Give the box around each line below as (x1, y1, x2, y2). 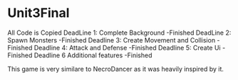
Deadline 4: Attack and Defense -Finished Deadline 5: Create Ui (33, 43, 221, 52)
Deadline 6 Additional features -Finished (33, 51, 152, 59)
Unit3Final (7, 5, 70, 21)
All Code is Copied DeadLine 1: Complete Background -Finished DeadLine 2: (7, 28, 232, 37)
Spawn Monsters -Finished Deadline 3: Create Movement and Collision (7, 35, 216, 44)
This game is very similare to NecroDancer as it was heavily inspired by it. (7, 64, 224, 73)
